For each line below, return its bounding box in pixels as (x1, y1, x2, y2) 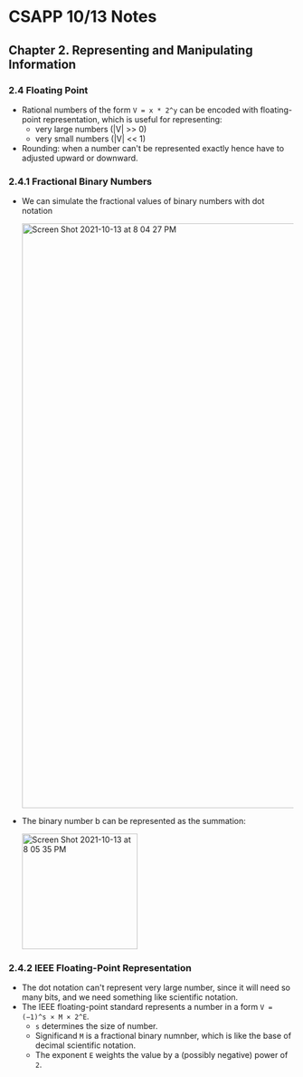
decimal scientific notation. (34, 1040, 137, 1051)
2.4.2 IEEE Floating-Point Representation (8, 962, 192, 975)
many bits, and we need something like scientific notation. (21, 992, 239, 1003)
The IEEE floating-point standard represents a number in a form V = (21, 1002, 273, 1013)
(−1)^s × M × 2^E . (21, 1011, 90, 1022)
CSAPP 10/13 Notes (8, 6, 157, 27)
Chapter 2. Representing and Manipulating (8, 43, 253, 58)
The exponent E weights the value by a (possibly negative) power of (34, 1050, 289, 1061)
